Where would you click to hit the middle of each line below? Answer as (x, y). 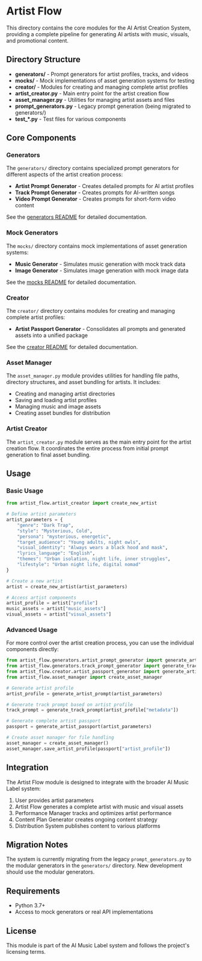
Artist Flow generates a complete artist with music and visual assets (99, 807)
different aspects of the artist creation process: (65, 175)
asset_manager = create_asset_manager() (58, 743)
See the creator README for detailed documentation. (72, 347)
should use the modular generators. (50, 872)
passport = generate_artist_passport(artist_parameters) (79, 727)
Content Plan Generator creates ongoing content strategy (86, 819)
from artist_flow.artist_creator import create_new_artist (82, 503)
